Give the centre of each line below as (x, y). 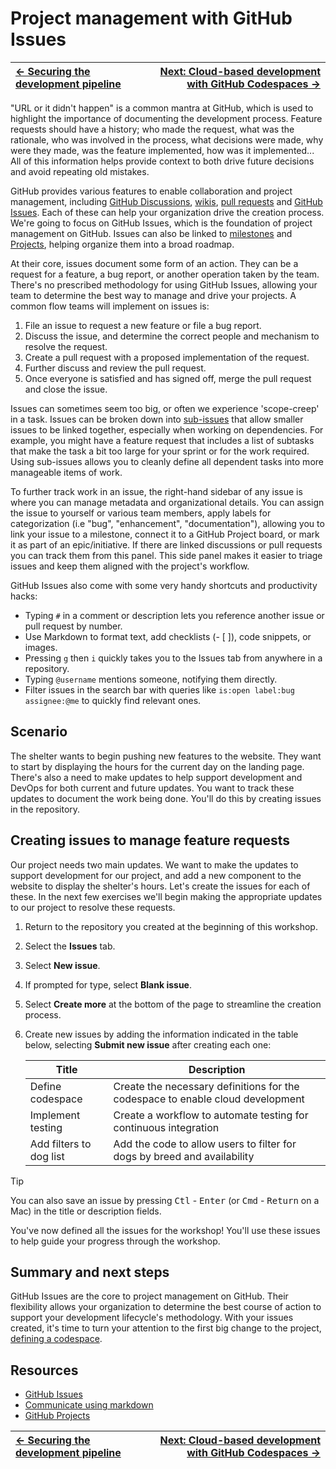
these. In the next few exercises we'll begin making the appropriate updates (166, 896)
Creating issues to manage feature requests (150, 840)
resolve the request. (66, 346)
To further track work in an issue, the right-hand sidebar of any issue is (156, 491)
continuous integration (166, 1127)
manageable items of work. (66, 472)
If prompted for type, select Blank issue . (108, 984)
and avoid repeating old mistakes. (80, 171)
